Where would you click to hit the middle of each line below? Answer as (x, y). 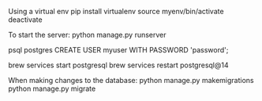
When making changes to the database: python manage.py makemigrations (131, 80)
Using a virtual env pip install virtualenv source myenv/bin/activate (116, 11)
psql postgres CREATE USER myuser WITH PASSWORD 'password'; (118, 50)
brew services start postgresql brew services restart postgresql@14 (118, 65)
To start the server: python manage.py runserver (88, 35)
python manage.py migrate (52, 88)
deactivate (25, 20)
